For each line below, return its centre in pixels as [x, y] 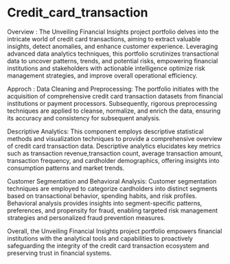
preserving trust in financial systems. [59, 253]
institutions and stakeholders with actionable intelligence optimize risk [106, 68]
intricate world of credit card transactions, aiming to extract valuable [104, 38]
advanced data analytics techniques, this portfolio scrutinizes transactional [113, 54]
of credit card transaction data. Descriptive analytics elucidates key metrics [114, 146]
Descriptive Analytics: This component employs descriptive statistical [105, 131]
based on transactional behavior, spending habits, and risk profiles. [102, 196]
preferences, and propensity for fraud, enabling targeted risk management [113, 210]
